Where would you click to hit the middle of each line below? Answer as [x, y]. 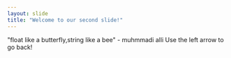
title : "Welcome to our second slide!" [65, 20]
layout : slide [28, 13]
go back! [20, 47]
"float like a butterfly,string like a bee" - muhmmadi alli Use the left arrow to [116, 39]
